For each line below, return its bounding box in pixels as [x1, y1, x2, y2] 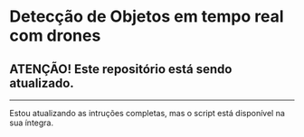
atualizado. [9, 75, 74, 91]
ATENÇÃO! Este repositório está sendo [9, 61, 233, 77]
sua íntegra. [9, 117, 54, 128]
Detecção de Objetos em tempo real [9, 6, 284, 27]
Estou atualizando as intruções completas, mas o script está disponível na [9, 108, 285, 118]
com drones [9, 25, 101, 46]
